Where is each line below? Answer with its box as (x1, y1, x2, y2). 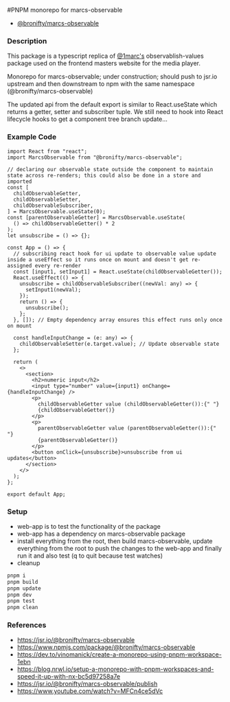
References (7, 620, 47, 630)
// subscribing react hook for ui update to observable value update (13, 250, 216, 257)
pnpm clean (7, 604, 38, 611)
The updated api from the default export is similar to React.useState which (7, 100, 218, 109)
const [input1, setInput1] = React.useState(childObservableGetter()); (13, 268, 223, 275)
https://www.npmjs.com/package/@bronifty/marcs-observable (16, 643, 196, 652)
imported (7, 178, 32, 185)
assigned (7, 262, 32, 269)
